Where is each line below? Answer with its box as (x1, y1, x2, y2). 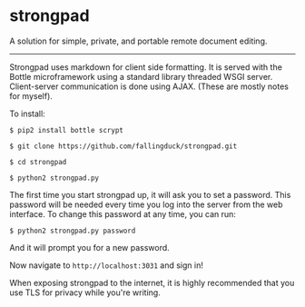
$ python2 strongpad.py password (9, 226, 136, 235)
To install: (9, 108, 45, 119)
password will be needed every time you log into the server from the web (9, 199, 283, 210)
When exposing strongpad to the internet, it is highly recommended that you (9, 277, 295, 288)
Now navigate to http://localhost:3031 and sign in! (9, 260, 204, 271)
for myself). (9, 90, 53, 101)
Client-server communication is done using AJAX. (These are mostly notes (9, 81, 289, 92)
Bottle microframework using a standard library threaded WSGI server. (9, 71, 273, 82)
